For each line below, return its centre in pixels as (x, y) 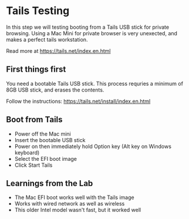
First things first (36, 70)
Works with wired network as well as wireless (70, 204)
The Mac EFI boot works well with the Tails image (74, 197)
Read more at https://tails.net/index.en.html (58, 50)
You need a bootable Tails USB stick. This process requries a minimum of (95, 83)
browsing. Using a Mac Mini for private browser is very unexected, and (92, 33)
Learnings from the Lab (50, 183)
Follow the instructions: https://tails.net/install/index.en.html (78, 101)
